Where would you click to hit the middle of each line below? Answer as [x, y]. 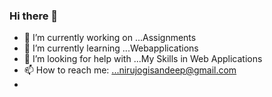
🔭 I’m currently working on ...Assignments [110, 38]
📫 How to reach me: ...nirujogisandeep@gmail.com [130, 70]
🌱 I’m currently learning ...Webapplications [111, 48]
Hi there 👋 [34, 16]
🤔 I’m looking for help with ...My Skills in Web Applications [143, 59]
